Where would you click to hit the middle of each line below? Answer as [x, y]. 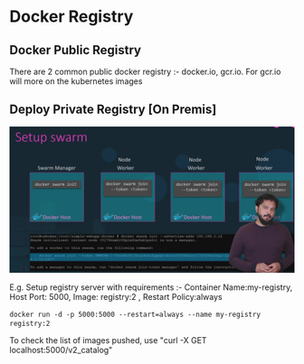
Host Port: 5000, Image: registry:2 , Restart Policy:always [116, 297]
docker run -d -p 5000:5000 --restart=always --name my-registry [135, 315]
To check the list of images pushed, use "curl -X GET [108, 341]
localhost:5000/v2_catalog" [61, 350]
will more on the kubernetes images [76, 81]
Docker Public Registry [76, 50]
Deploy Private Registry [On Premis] [113, 110]
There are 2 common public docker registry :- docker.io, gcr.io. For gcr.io [145, 71]
